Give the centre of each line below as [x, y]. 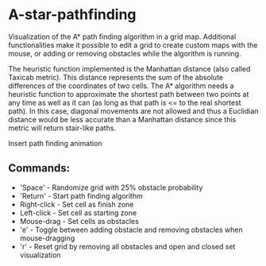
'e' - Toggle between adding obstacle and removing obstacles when [131, 229]
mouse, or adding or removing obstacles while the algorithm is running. [125, 53]
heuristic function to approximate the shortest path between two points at [129, 94]
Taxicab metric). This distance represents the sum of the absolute [116, 77]
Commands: [39, 168]
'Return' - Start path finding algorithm [81, 195]
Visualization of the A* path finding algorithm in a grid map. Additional [122, 37]
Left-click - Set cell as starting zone [78, 213]
